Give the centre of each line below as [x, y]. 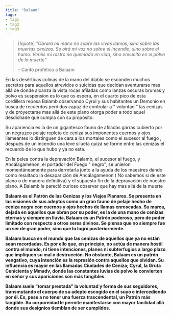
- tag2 [12, 24]
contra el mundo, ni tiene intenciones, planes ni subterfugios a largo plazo [86, 249]
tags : [11, 15]
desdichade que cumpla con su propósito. [50, 117]
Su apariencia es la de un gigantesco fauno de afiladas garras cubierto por [84, 128]
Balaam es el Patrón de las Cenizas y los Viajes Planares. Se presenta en [83, 196]
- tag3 [12, 29]
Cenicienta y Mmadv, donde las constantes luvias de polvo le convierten [84, 271]
